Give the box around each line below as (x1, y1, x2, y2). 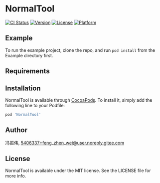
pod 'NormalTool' (5, 112, 41, 117)
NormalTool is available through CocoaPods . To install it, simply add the (5, 97, 153, 103)
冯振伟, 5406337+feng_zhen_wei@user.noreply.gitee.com (5, 140, 125, 146)
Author (5, 126, 27, 135)
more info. (5, 173, 26, 179)
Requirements (5, 67, 50, 75)
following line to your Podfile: (5, 102, 65, 108)
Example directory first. (5, 52, 53, 58)
